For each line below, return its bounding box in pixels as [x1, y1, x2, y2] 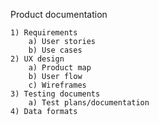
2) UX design [10, 54, 65, 64]
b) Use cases [28, 45, 83, 55]
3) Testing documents [10, 89, 101, 99]
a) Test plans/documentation [28, 98, 150, 108]
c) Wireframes [28, 80, 87, 90]
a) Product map [28, 63, 92, 73]
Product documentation [10, 9, 108, 20]
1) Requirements [10, 28, 78, 38]
